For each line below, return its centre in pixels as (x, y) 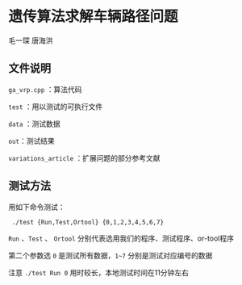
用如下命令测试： (37, 207)
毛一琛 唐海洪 (31, 40)
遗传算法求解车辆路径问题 (94, 17)
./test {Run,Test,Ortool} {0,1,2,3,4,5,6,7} (88, 222)
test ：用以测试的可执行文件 (56, 107)
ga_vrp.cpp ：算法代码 (45, 89)
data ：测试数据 (34, 124)
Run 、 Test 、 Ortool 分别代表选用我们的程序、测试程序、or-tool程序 (121, 238)
